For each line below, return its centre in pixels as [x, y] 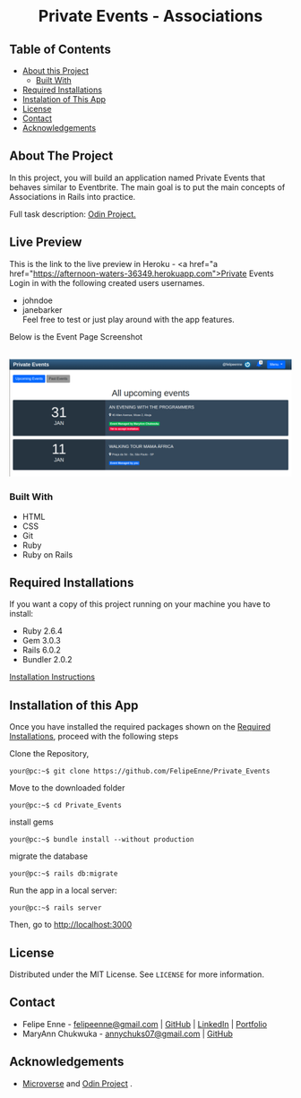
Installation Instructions [52, 677]
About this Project [56, 71]
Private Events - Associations [150, 17]
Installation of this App [74, 705]
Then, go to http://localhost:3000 [71, 925]
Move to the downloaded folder [67, 788]
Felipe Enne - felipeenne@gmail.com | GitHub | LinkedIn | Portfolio [144, 1024]
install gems [31, 822]
